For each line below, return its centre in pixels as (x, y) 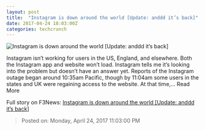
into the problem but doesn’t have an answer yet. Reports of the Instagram (100, 71)
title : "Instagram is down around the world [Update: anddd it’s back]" (102, 18)
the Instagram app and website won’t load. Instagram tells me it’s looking (98, 65)
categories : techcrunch (37, 29)
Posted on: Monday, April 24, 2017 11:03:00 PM (81, 121)
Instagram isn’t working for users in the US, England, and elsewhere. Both (99, 58)
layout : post (23, 12)
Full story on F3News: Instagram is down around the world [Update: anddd (100, 103)
